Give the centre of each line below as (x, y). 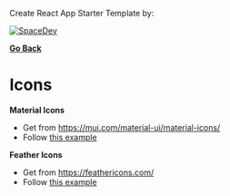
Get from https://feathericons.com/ (88, 172)
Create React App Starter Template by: (82, 13)
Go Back (26, 48)
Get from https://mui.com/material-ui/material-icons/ (121, 127)
